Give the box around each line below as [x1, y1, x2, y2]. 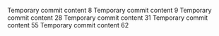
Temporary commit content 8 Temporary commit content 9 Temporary [7, 6, 212, 14]
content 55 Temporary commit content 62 [7, 21, 129, 29]
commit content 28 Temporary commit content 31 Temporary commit [7, 13, 208, 22]
